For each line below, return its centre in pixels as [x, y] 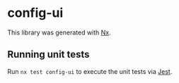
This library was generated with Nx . [59, 32]
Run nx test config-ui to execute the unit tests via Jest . [90, 71]
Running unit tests [48, 55]
